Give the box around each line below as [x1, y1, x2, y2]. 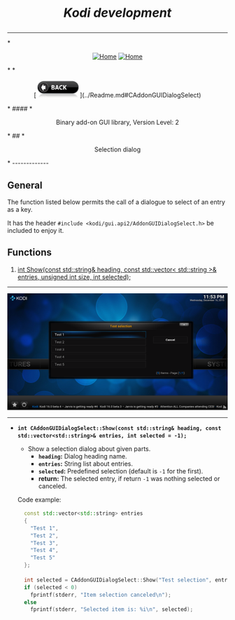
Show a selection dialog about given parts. [27, 445, 151, 453]
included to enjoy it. [7, 227, 64, 234]
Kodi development [63, 5, 172, 21]
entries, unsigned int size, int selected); [17, 272, 131, 281]
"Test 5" [30, 554, 56, 562]
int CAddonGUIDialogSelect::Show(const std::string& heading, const [17, 425, 222, 432]
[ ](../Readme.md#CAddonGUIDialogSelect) [34, 91, 201, 100]
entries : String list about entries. [38, 459, 134, 468]
